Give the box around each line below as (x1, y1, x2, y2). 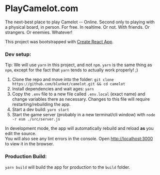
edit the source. (5, 131, 36, 137)
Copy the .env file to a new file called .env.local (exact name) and (12, 91, 145, 97)
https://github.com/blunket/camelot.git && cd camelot (12, 82, 126, 87)
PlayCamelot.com (5, 3, 79, 14)
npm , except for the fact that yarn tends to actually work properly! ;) (5, 67, 138, 73)
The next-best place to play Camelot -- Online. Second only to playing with (5, 19, 155, 25)
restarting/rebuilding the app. (12, 102, 71, 107)
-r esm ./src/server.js (12, 117, 61, 122)
